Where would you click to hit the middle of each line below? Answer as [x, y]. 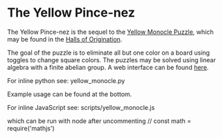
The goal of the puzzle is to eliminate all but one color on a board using [108, 53]
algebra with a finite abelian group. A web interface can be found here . [108, 67]
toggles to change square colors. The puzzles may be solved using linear [111, 59]
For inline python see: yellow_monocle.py [66, 80]
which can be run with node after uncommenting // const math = [99, 121]
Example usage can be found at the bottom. [70, 94]
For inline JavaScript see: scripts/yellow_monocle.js [81, 107]
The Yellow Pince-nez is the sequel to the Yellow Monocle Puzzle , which [110, 32]
